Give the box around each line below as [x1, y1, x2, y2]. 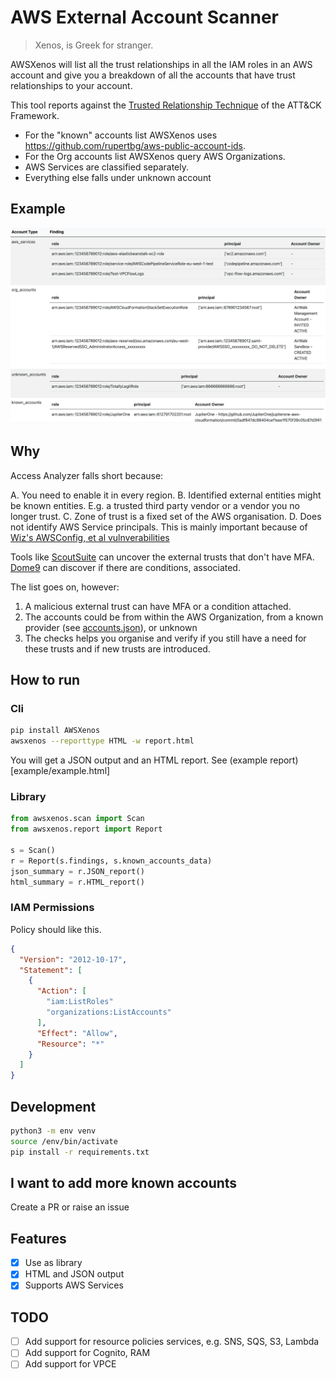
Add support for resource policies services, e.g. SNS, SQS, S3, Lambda [24, 1336, 320, 1348]
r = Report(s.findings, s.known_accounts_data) [10, 856, 213, 866]
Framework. [10, 109, 60, 121]
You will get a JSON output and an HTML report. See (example [10, 754, 268, 766]
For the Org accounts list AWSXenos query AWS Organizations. [24, 150, 286, 162]
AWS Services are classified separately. [24, 161, 190, 173]
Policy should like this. [10, 923, 102, 935]
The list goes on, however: [10, 581, 120, 593]
